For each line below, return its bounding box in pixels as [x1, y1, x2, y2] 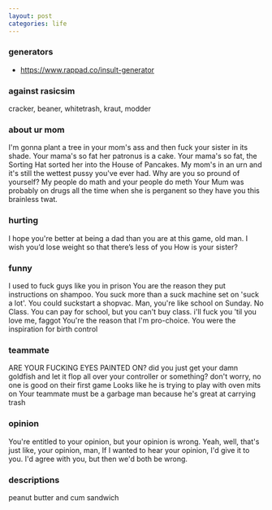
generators [8, 46, 54, 58]
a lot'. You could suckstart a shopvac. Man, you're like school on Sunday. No [8, 298, 264, 308]
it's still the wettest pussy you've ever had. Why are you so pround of [8, 169, 240, 178]
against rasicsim [8, 85, 76, 96]
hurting [8, 215, 39, 226]
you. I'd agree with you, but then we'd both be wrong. [8, 454, 188, 464]
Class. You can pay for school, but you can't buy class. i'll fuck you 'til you [8, 306, 257, 316]
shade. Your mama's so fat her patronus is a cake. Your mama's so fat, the [8, 152, 257, 161]
